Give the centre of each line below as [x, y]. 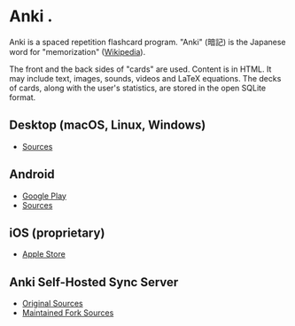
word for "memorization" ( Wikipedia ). [78, 51]
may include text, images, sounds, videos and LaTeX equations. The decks [145, 78]
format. [23, 97]
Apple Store [44, 254]
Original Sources [52, 304]
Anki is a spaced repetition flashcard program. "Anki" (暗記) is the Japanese [147, 42]
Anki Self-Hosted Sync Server [94, 282]
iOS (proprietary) [57, 233]
